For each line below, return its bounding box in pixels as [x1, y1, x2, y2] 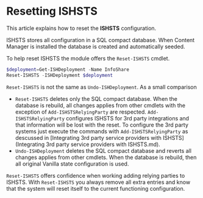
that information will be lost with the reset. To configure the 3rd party [15, 121, 189, 128]
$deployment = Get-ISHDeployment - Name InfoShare [6, 66, 130, 73]
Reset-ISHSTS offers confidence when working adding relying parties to [6, 172, 185, 179]
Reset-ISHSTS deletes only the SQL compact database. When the [15, 95, 178, 102]
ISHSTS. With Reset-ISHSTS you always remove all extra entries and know [6, 178, 191, 186]
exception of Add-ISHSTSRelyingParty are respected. [15, 108, 146, 116]
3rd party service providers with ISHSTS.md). [46, 141, 160, 148]
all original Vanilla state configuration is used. [15, 160, 129, 167]
